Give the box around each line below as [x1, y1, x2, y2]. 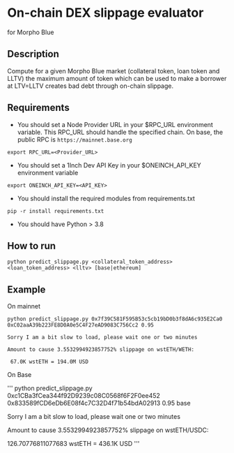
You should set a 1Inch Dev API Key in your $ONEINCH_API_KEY [17, 161, 202, 169]
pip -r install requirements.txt [7, 207, 104, 214]
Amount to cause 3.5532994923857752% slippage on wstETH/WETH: [7, 346, 195, 353]
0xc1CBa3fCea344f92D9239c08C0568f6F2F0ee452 [7, 392, 160, 400]
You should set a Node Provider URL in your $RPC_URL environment [17, 120, 214, 128]
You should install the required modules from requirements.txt [17, 194, 195, 202]
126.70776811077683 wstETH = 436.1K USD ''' [7, 440, 140, 448]
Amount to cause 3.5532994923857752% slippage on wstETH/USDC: [7, 426, 209, 434]
